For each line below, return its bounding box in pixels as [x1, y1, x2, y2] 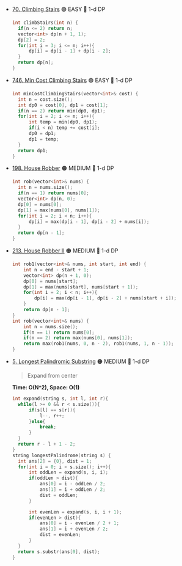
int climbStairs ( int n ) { [12, 20, 78, 26]
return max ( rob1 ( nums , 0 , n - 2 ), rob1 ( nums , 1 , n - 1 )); [23, 340, 174, 347]
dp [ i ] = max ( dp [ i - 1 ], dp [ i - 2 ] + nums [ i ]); [28, 218, 150, 225]
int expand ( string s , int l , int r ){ [12, 395, 109, 402]
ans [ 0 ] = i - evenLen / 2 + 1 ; [39, 520, 120, 526]
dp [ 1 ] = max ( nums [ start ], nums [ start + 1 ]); [23, 284, 139, 290]
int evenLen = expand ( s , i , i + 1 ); [28, 509, 122, 515]
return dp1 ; [18, 147, 48, 153]
